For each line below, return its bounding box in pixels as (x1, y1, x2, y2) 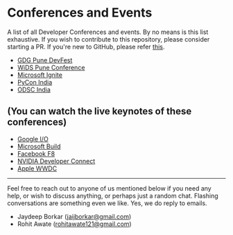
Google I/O (17, 134, 49, 143)
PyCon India (17, 78, 53, 86)
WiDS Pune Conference (17, 63, 85, 71)
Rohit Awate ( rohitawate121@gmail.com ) (17, 220, 132, 228)
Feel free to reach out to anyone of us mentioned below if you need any (7, 184, 212, 192)
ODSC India (17, 85, 51, 94)
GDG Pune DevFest (17, 55, 73, 64)
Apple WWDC (17, 164, 58, 173)
